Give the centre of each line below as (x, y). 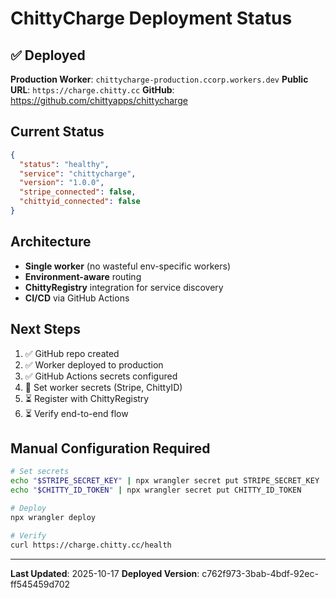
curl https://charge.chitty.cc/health (91, 545)
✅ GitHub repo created (72, 353)
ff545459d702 (40, 584)
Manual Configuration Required (110, 448)
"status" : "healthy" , (64, 164)
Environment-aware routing (83, 276)
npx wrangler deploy (53, 517)
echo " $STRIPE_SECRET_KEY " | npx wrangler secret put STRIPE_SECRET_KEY (165, 481)
